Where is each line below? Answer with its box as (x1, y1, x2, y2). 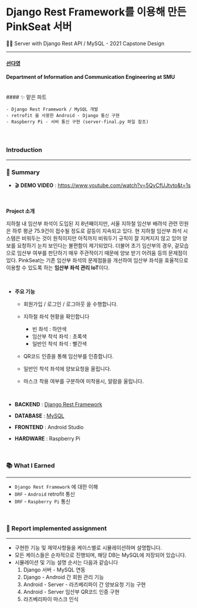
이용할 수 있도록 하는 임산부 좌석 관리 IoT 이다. (6, 264, 110, 271)
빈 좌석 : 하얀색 (32, 325, 67, 332)
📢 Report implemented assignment (6, 525, 107, 533)
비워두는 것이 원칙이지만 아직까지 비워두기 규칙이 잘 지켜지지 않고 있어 (21, 235, 182, 242)
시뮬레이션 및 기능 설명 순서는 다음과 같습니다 (14, 559, 118, 566)
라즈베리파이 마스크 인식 (23, 595, 79, 603)
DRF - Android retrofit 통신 (14, 490, 75, 497)
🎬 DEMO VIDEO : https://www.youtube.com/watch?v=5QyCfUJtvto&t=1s (14, 182, 191, 189)
